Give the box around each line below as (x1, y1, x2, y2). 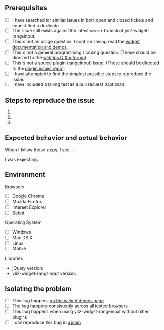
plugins (12, 314, 27, 320)
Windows (12, 229, 31, 235)
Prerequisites (5, 4, 47, 12)
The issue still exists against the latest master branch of (12, 27, 124, 33)
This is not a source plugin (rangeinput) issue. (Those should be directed (12, 60, 159, 66)
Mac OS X (12, 235, 33, 240)
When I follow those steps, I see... (5, 147, 73, 153)
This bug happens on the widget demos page (12, 298, 104, 303)
